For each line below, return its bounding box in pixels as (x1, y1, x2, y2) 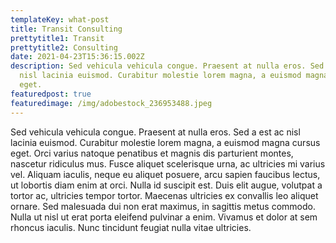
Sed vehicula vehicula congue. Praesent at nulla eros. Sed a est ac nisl (10, 126, 301, 138)
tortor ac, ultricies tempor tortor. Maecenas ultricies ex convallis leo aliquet (10, 189, 319, 201)
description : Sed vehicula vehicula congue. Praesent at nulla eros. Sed (10, 61, 325, 71)
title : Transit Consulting (10, 24, 123, 34)
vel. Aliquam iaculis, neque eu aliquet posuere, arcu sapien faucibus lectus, (10, 168, 321, 180)
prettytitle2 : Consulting (10, 42, 118, 53)
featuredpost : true (10, 89, 92, 99)
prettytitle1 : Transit (10, 33, 105, 43)
